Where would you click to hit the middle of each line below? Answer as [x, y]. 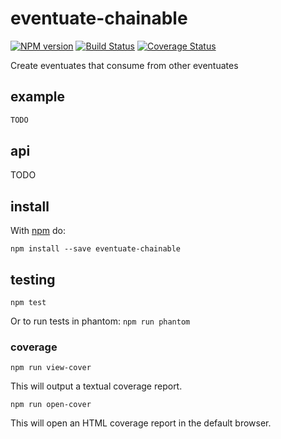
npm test [28, 303]
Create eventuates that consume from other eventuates [124, 65]
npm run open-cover [51, 405]
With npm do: [38, 231]
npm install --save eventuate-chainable [96, 249]
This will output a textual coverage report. [96, 386]
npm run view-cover [51, 368]
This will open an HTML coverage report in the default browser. [141, 423]
